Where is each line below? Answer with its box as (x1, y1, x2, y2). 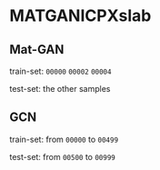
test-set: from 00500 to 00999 (9, 151, 115, 162)
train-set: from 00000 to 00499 (9, 134, 119, 145)
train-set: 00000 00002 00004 (9, 65, 112, 76)
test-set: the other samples (9, 84, 111, 94)
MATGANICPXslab (9, 5, 152, 26)
